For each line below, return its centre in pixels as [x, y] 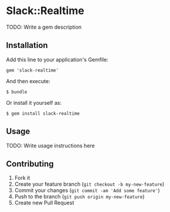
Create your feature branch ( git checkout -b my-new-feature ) [89, 184]
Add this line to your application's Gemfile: [57, 59]
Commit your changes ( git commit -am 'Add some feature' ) [87, 190]
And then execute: [28, 81]
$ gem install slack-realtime [43, 113]
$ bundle [17, 92]
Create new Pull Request [44, 203]
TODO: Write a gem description [44, 27]
